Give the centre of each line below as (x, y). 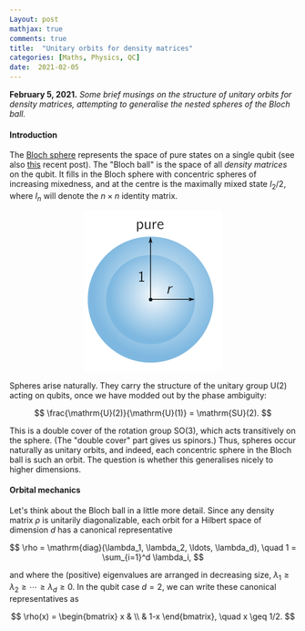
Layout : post (34, 19)
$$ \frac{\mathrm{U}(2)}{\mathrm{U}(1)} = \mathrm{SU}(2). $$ (153, 413)
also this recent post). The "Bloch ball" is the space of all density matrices (148, 165)
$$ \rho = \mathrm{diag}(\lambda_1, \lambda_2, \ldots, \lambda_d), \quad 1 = (153, 548)
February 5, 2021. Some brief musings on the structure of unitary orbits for (151, 94)
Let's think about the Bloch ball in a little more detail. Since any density (142, 510)
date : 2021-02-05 (44, 67)
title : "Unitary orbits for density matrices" (102, 48)
